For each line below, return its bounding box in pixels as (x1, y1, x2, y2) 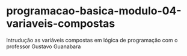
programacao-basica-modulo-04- (6, 4, 182, 18)
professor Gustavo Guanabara (6, 43, 81, 50)
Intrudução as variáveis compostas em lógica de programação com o (6, 36, 178, 43)
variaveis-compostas (6, 17, 115, 30)
